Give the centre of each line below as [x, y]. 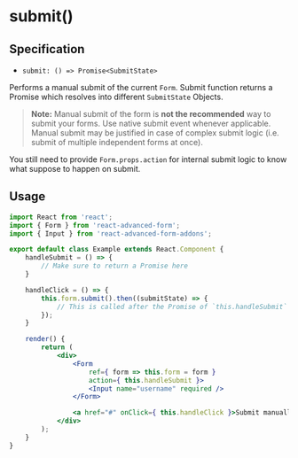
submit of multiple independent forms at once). [117, 142]
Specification [47, 49]
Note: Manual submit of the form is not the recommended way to [151, 114]
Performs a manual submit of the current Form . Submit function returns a [141, 87]
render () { [45, 339]
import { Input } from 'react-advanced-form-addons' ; [111, 233]
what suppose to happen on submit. [75, 169]
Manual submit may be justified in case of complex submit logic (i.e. [155, 133]
